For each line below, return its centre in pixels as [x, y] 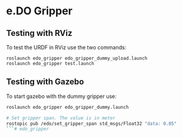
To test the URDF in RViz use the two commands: [66, 47]
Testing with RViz [39, 33]
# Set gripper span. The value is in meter [61, 118]
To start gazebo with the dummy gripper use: [62, 96]
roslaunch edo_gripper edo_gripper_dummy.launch [68, 107]
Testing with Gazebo [45, 82]
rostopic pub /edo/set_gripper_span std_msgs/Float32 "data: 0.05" [92, 124]
